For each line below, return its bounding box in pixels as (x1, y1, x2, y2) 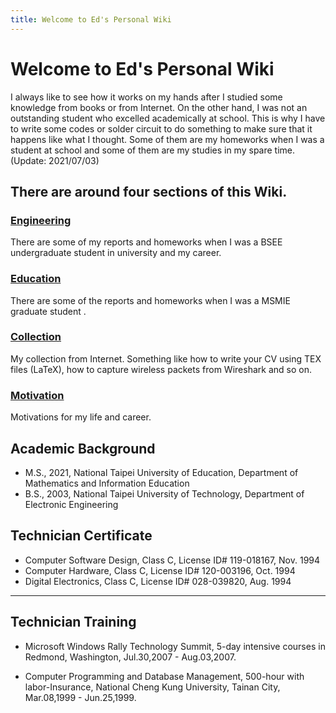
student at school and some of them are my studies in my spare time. (10, 144, 296, 156)
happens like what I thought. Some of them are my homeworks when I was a (10, 133, 325, 145)
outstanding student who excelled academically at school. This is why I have (10, 112, 326, 124)
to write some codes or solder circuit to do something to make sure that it (10, 122, 313, 135)
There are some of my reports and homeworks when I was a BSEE (10, 236, 283, 248)
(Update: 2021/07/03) (10, 154, 100, 166)
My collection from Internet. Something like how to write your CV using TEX (10, 352, 322, 365)
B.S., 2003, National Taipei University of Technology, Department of (24, 487, 305, 500)
